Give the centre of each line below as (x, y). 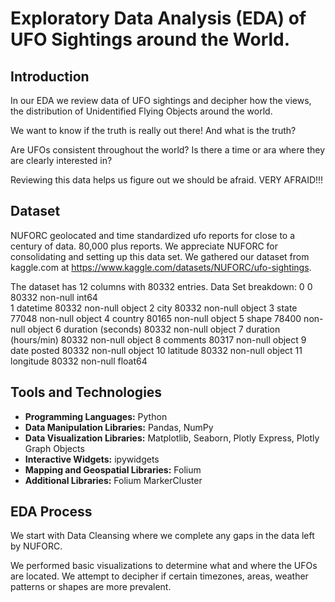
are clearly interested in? (61, 160)
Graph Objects (54, 448)
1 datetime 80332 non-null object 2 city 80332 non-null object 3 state (154, 308)
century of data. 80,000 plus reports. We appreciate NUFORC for (144, 246)
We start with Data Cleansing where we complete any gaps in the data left (162, 536)
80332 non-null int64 (54, 297)
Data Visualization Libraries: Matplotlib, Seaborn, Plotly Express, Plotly (172, 438)
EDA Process (51, 512)
